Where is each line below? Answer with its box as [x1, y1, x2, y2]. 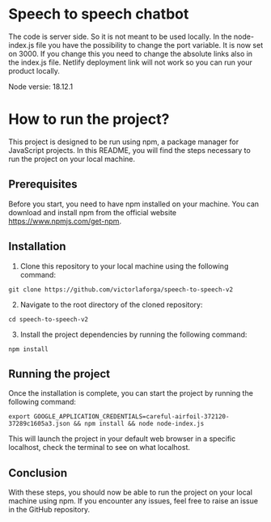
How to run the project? [8, 110, 170, 129]
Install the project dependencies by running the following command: [19, 329, 248, 339]
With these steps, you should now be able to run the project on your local [8, 487, 253, 498]
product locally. [8, 66, 61, 75]
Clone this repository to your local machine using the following [19, 261, 229, 271]
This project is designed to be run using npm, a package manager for [8, 137, 239, 146]
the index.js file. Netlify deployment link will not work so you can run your [8, 57, 253, 67]
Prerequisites [8, 177, 78, 191]
